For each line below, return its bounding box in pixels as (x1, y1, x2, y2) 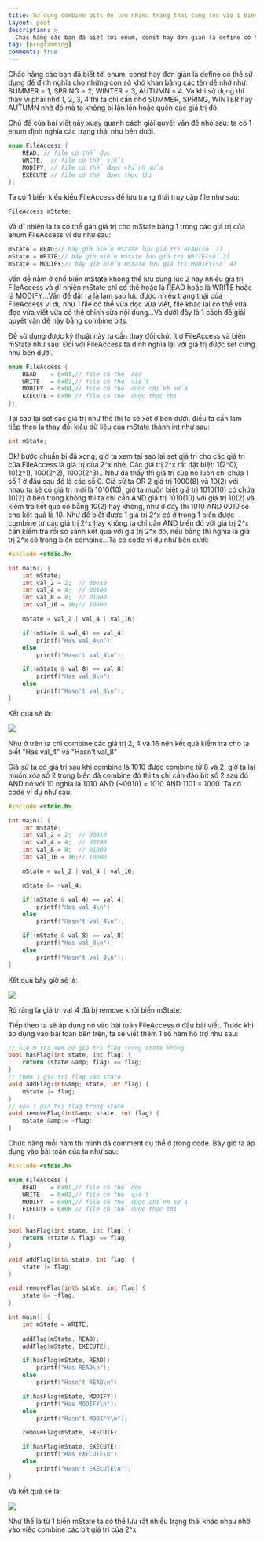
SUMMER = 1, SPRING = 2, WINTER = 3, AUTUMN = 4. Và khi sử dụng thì (8, 86, 245, 95)
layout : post (8, 19, 51, 27)
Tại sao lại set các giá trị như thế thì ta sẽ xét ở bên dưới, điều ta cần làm (8, 414, 242, 423)
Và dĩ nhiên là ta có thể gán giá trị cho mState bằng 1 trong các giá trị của (8, 222, 246, 232)
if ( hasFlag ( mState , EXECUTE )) (22, 1443, 122, 1451)
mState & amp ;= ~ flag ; (22, 1117, 93, 1125)
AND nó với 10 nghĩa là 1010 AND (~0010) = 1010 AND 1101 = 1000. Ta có (8, 778, 242, 788)
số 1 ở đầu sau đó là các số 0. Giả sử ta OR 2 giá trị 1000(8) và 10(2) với (8, 476, 239, 485)
